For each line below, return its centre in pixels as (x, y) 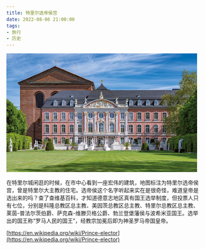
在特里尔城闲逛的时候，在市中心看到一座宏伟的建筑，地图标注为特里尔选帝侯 (103, 182)
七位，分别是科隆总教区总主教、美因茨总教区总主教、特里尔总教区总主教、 (105, 206)
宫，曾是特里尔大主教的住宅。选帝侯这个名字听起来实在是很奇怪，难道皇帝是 (103, 190)
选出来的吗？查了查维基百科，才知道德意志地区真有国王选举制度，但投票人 (100, 198)
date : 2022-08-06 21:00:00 (41, 19)
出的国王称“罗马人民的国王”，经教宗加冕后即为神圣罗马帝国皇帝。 (89, 221)
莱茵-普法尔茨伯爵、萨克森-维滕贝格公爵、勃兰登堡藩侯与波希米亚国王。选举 (102, 213)
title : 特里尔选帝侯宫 (32, 13)
